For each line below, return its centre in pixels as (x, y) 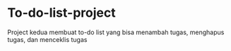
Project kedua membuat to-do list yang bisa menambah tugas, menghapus (116, 32)
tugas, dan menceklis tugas (47, 39)
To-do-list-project (61, 13)
